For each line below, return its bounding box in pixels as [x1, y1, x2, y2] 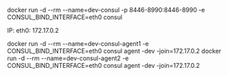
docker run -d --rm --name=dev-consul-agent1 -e [7, 40, 149, 47]
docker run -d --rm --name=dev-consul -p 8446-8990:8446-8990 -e [7, 6, 205, 14]
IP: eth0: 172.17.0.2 [7, 27, 60, 34]
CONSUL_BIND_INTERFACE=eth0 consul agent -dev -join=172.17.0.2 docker [7, 47, 222, 55]
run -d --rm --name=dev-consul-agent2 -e [7, 54, 129, 62]
